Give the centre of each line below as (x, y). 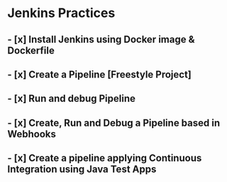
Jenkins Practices (61, 13)
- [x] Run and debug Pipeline (72, 98)
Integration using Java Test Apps (82, 170)
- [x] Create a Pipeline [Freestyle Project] (99, 74)
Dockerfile (31, 50)
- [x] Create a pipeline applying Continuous (105, 158)
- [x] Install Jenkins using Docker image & (101, 39)
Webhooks (32, 134)
